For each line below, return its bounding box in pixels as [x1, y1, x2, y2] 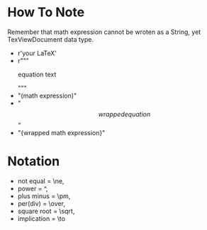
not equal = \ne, [17, 176, 65, 185]
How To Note [7, 4, 85, 21]
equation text [17, 70, 57, 79]
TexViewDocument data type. [7, 35, 94, 43]
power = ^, [17, 184, 48, 192]
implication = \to [17, 214, 66, 223]
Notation [7, 154, 60, 170]
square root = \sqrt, [17, 207, 75, 215]
